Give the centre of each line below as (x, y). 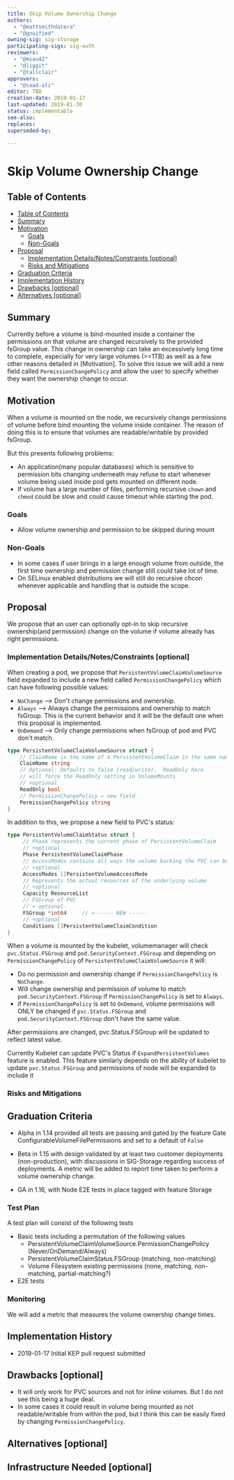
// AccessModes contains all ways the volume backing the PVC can (121, 861)
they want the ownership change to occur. (68, 379)
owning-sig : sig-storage (43, 40)
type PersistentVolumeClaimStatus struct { (71, 835)
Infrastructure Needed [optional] (79, 1467)
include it (20, 1076)
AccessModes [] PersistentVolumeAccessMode (85, 874)
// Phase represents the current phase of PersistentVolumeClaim (119, 842)
